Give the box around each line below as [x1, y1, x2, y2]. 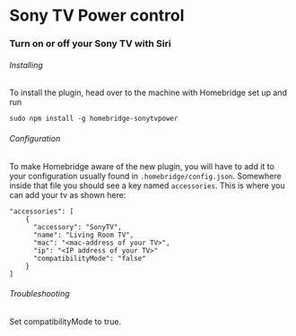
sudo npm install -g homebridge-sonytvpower [9, 114, 178, 124]
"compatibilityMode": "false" [32, 254, 146, 263]
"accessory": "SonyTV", [32, 222, 123, 231]
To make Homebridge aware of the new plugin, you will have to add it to [9, 160, 275, 171]
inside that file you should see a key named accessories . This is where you [9, 180, 285, 191]
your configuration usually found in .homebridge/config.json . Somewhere [9, 170, 282, 181]
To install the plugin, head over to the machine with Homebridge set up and [9, 87, 287, 99]
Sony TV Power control [9, 5, 185, 26]
